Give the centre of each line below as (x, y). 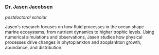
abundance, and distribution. (34, 48)
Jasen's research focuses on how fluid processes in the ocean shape (75, 27)
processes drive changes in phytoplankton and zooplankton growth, (73, 42)
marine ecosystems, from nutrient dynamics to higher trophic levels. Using (80, 32)
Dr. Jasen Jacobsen (29, 7)
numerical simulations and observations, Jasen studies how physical (74, 37)
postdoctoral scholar (26, 18)
